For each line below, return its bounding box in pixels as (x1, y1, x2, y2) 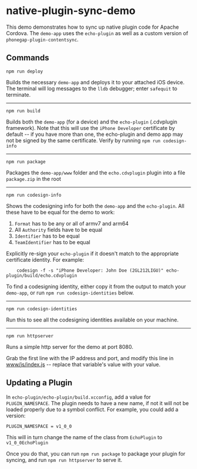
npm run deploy (6, 69, 43, 74)
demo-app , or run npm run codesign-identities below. (6, 289, 134, 296)
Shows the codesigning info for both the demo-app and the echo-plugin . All (6, 202, 185, 209)
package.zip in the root (6, 175, 62, 182)
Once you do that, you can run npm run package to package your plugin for (6, 450, 186, 457)
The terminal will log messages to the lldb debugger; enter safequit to (6, 85, 178, 92)
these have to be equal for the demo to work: (6, 208, 116, 215)
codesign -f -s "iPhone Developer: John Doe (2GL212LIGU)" (16, 268, 164, 273)
